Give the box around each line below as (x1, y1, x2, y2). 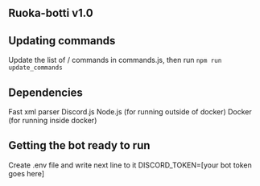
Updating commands (8, 34, 116, 48)
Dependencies (8, 85, 83, 99)
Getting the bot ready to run (8, 138, 151, 152)
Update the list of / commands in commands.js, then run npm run (8, 56, 222, 65)
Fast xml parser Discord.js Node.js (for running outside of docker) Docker (8, 107, 252, 117)
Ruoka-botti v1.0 (8, 6, 94, 20)
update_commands (8, 64, 63, 72)
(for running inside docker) (8, 116, 97, 126)
